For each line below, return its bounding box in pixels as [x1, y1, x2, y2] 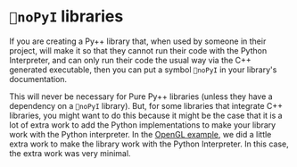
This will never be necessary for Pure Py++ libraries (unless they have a [9, 91, 274, 102]
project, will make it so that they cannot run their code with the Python [9, 45, 268, 55]
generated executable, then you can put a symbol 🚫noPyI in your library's [9, 64, 277, 75]
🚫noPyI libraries [9, 6, 124, 27]
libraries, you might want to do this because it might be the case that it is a [9, 110, 283, 121]
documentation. [9, 73, 68, 84]
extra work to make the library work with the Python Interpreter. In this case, [9, 138, 290, 149]
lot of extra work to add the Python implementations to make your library [9, 119, 276, 130]
